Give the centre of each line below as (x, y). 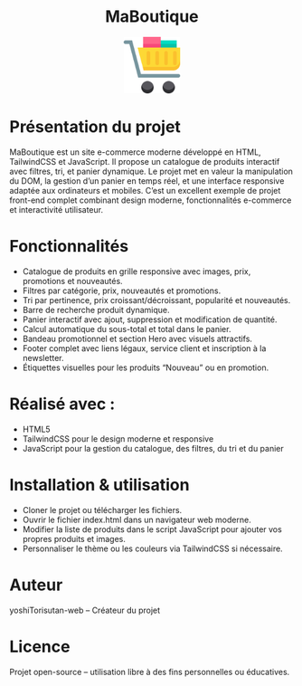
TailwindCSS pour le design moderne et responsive (118, 438)
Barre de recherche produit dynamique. (96, 310)
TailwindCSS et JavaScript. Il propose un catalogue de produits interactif (145, 161)
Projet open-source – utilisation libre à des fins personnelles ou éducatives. (150, 672)
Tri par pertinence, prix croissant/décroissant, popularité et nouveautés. (156, 300)
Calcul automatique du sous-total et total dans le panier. (127, 329)
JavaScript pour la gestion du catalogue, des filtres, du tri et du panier (153, 448)
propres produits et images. (74, 538)
